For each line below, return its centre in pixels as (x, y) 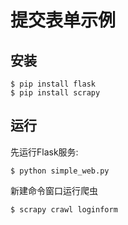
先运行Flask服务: (44, 152)
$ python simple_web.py (60, 171)
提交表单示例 (63, 20)
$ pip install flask (53, 84)
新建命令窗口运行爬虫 (54, 190)
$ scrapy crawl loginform (64, 209)
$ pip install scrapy (55, 93)
